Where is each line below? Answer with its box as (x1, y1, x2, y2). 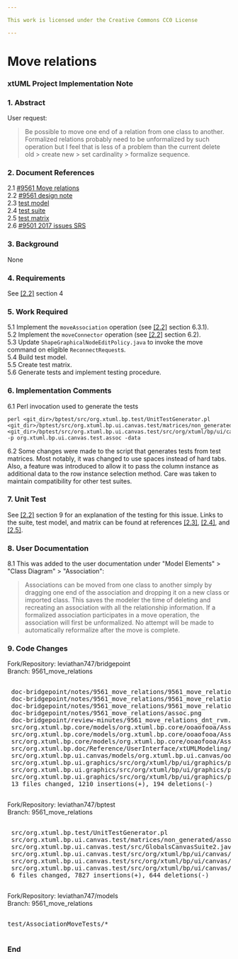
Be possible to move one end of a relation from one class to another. (24, 128, 225, 136)
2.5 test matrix (7, 214, 50, 223)
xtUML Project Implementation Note (7, 79, 133, 89)
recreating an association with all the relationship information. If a (24, 603, 216, 612)
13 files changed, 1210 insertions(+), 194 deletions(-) (11, 780, 213, 788)
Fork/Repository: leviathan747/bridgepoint (7, 660, 131, 668)
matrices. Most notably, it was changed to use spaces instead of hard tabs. (7, 454, 227, 463)
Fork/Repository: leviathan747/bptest (7, 800, 115, 809)
